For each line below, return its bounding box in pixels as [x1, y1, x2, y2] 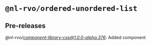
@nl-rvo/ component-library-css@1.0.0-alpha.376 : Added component [5, 35, 146, 40]
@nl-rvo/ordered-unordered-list [5, 4, 138, 13]
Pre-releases [5, 22, 46, 30]
